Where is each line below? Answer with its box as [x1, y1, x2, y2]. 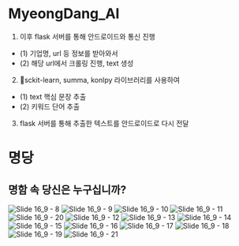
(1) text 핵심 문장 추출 [19, 91, 87, 101]
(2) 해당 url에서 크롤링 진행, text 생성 [19, 58, 134, 68]
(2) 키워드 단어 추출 [19, 102, 80, 111]
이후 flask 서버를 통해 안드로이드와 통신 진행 [19, 32, 155, 41]
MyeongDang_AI [8, 5, 120, 23]
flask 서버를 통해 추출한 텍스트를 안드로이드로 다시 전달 [19, 118, 189, 128]
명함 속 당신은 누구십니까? [8, 183, 127, 196]
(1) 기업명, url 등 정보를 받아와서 [19, 48, 118, 58]
